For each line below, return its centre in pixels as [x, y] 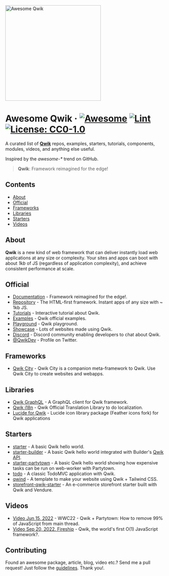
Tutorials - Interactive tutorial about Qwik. [56, 313]
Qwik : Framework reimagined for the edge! [63, 169]
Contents [20, 185]
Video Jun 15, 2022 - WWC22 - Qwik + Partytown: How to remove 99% [88, 518]
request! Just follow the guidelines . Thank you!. [55, 568]
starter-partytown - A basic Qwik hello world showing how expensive [85, 462]
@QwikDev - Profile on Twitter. [45, 340]
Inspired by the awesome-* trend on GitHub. [52, 159]
